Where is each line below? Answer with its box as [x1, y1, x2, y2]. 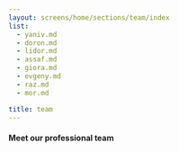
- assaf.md [16, 55, 58, 64]
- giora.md [16, 64, 58, 73]
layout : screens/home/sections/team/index [8, 13, 170, 22]
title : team [8, 104, 53, 113]
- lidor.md [16, 47, 58, 56]
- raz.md [16, 80, 49, 89]
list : [8, 22, 29, 31]
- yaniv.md [16, 30, 58, 39]
